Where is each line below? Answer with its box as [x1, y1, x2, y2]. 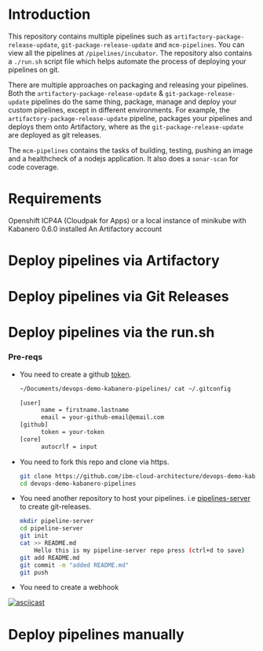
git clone [19, 472, 53, 480]
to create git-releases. [19, 502, 92, 512]
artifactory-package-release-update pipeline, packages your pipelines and [8, 113, 253, 123]
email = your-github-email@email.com [40, 414, 165, 421]
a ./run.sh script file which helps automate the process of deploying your [8, 57, 247, 66]
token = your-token [40, 428, 104, 436]
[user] [19, 399, 42, 406]
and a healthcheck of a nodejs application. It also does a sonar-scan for [8, 153, 239, 163]
